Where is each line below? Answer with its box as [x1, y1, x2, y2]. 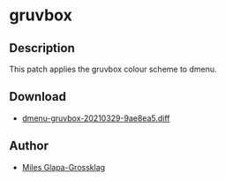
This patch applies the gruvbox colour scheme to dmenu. [9, 64, 218, 74]
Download [9, 89, 66, 104]
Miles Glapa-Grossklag [21, 162, 106, 172]
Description [9, 41, 75, 56]
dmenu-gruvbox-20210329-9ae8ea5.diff [21, 112, 170, 124]
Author [9, 139, 49, 154]
